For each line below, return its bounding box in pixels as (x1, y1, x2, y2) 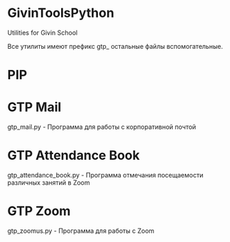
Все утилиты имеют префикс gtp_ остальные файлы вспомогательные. (7, 42, 224, 50)
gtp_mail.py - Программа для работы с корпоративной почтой (7, 122, 197, 132)
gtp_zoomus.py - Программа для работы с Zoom (7, 226, 155, 235)
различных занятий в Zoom (7, 178, 90, 187)
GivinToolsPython (7, 5, 115, 21)
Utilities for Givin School (7, 28, 78, 37)
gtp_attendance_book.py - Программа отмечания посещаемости (7, 171, 204, 179)
